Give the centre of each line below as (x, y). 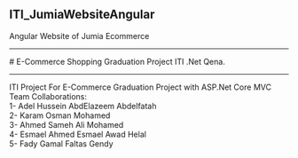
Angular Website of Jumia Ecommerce (79, 36)
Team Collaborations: (48, 96)
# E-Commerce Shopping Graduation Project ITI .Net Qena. (118, 61)
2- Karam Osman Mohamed (60, 115)
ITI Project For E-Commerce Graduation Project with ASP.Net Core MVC (141, 87)
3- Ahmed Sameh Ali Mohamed (67, 124)
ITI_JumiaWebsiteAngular (82, 15)
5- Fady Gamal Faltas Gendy (61, 143)
